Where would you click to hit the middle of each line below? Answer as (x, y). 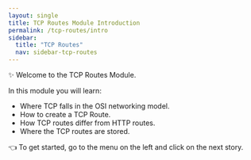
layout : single (33, 15)
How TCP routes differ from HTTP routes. (87, 123)
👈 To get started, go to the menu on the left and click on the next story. (126, 147)
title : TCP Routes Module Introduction (74, 23)
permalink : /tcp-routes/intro (58, 30)
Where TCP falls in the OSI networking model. (95, 106)
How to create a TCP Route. (65, 114)
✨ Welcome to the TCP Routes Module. (72, 75)
